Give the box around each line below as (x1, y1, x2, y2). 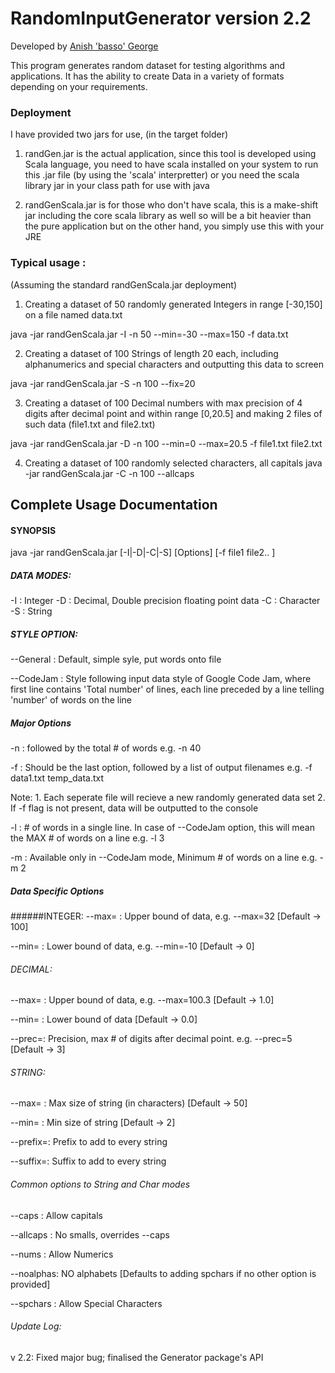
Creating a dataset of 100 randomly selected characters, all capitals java (24, 457, 323, 469)
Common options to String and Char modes (10, 1178, 191, 1190)
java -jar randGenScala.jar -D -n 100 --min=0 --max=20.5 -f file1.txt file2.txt (10, 437, 323, 449)
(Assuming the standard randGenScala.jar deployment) (10, 278, 238, 291)
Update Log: (10, 1320, 62, 1332)
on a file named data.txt (24, 308, 123, 321)
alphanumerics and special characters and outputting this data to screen (24, 358, 325, 370)
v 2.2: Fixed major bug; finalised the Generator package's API (10, 1351, 264, 1363)
